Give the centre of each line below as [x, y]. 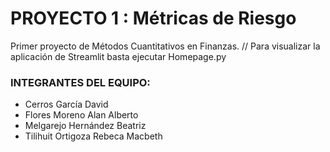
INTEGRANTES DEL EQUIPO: [80, 82]
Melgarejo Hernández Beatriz [85, 126]
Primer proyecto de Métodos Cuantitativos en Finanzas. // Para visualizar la [165, 46]
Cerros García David [66, 104]
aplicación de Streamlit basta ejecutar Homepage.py [118, 56]
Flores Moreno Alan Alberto [81, 115]
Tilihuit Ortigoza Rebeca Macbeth [93, 136]
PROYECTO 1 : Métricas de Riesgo [153, 18]
